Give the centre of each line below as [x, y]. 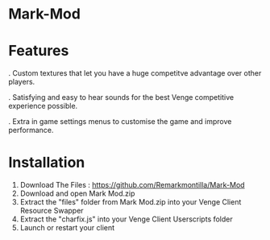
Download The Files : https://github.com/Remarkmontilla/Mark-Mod [132, 185]
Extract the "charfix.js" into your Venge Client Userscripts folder [127, 219]
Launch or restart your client [67, 228]
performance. [31, 130]
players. [22, 82]
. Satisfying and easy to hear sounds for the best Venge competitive [121, 97]
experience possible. [43, 106]
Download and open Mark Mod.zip [77, 193]
